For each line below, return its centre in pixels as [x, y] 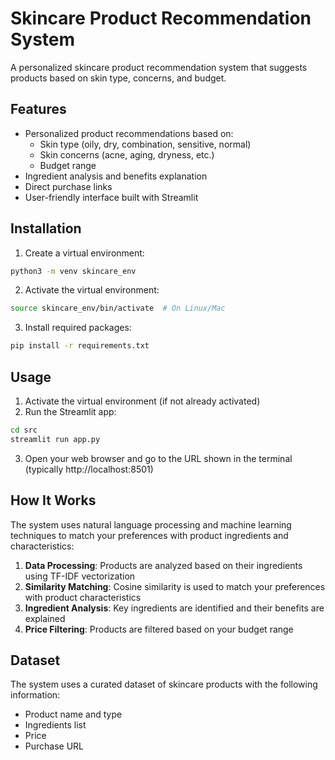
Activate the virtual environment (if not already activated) [142, 401]
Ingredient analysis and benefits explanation [116, 176]
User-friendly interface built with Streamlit [111, 197]
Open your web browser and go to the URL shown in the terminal [158, 458]
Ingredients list [55, 725]
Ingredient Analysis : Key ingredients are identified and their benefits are [174, 608]
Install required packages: [78, 328]
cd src [24, 430]
